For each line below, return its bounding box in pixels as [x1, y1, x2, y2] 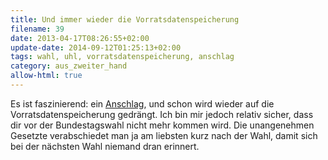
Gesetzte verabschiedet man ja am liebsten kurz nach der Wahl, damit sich [10, 129, 318, 141]
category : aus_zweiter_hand [10, 61, 128, 71]
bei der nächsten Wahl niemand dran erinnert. [10, 140, 200, 152]
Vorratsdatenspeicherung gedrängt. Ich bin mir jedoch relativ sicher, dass [10, 108, 314, 120]
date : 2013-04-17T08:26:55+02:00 [10, 33, 150, 43]
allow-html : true [10, 71, 83, 81]
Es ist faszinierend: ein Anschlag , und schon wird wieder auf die [10, 97, 275, 110]
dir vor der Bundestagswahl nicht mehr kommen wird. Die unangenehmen [10, 119, 315, 131]
